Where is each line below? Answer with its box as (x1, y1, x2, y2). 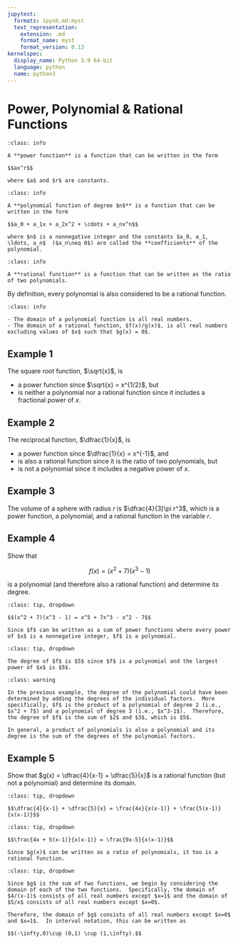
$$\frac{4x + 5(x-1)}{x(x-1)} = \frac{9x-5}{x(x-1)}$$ (7, 836, 174, 843)
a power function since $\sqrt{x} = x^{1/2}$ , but (17, 381, 159, 389)
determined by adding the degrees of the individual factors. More (7, 696, 215, 703)
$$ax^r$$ (7, 165, 33, 172)
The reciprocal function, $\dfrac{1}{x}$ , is (7, 436, 130, 444)
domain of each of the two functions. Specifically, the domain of (7, 886, 215, 893)
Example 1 (7, 348, 53, 360)
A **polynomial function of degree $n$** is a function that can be (7, 202, 215, 209)
